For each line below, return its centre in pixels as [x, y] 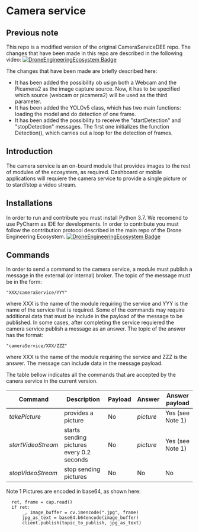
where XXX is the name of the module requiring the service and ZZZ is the [97, 357]
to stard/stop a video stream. [41, 184]
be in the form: [24, 282]
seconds [76, 460]
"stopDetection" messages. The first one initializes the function [92, 126]
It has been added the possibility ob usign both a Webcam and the [96, 82]
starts [72, 430]
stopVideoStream [33, 473]
